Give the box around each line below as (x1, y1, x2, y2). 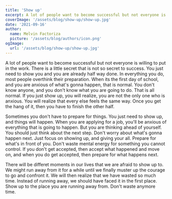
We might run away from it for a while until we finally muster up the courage (5, 167, 165, 173)
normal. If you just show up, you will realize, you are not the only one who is (5, 92, 165, 98)
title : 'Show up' (5, 7, 42, 13)
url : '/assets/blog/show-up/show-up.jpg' (10, 46, 100, 51)
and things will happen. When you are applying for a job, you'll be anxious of (5, 118, 167, 125)
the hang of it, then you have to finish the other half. (5, 103, 115, 109)
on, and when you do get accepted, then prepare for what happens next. (5, 151, 159, 157)
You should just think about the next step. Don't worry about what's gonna (5, 129, 162, 136)
